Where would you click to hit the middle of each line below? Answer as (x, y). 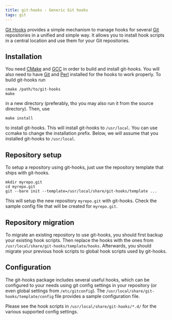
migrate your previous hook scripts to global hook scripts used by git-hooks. (86, 251)
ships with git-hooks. (27, 173)
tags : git (16, 15)
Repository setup (33, 155)
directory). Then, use (27, 109)
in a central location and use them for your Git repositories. (68, 40)
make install (19, 118)
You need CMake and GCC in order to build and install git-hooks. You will (83, 69)
